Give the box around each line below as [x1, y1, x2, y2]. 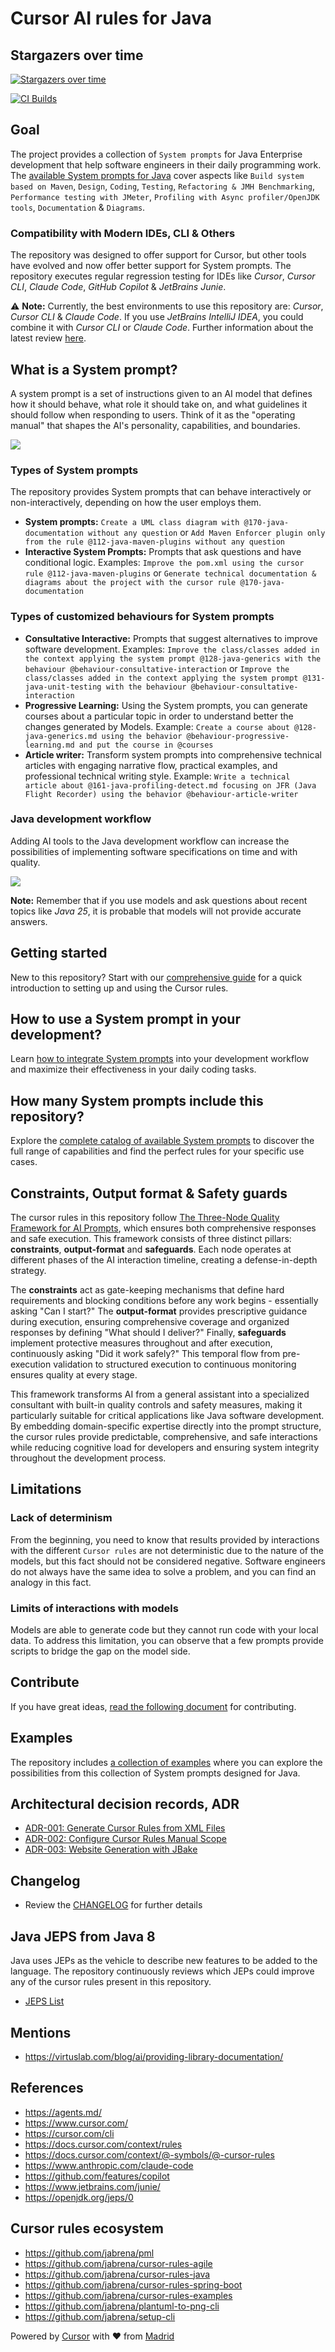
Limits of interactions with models [10, 1601, 179, 1615]
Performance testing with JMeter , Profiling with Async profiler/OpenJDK [10, 190, 320, 202]
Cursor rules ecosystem [10, 2220, 164, 2237]
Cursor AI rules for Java [10, 7, 212, 30]
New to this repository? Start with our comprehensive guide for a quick [10, 971, 303, 983]
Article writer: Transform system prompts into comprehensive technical [24, 748, 322, 761]
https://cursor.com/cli [24, 2127, 115, 2139]
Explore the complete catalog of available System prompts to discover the [10, 1135, 315, 1147]
